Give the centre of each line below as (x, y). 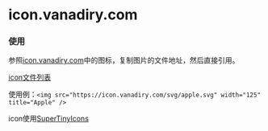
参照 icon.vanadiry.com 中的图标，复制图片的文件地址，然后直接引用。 (124, 60)
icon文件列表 (30, 77)
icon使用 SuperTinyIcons (48, 119)
